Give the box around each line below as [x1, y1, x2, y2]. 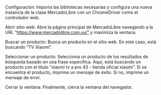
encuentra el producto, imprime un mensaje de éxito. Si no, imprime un [5, 69, 149, 75]
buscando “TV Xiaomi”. [5, 44, 52, 50]
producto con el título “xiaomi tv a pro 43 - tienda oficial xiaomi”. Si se [5, 64, 147, 70]
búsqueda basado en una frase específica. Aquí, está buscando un [5, 59, 141, 64]
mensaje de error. [5, 75, 41, 80]
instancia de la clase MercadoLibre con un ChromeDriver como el [5, 9, 138, 15]
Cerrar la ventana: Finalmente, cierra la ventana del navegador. [5, 84, 133, 90]
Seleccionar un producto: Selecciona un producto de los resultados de [5, 54, 149, 60]
